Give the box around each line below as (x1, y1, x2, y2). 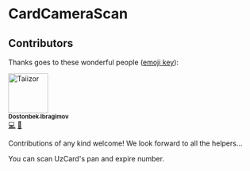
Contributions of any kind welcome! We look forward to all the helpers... (8, 138, 243, 148)
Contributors (8, 37, 74, 50)
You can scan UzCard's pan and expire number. (8, 154, 165, 163)
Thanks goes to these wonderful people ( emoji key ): (8, 57, 179, 67)
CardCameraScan (8, 5, 129, 23)
